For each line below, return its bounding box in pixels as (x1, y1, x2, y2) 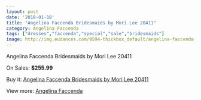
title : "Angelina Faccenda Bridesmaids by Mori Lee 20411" (6, 20, 157, 26)
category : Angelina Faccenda (6, 25, 79, 32)
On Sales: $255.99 (6, 64, 53, 71)
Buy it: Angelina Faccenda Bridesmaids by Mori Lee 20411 (6, 76, 149, 83)
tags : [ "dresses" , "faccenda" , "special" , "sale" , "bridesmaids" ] (6, 31, 165, 37)
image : (6, 36, 23, 42)
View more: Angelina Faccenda (6, 87, 83, 94)
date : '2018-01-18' (6, 14, 55, 20)
